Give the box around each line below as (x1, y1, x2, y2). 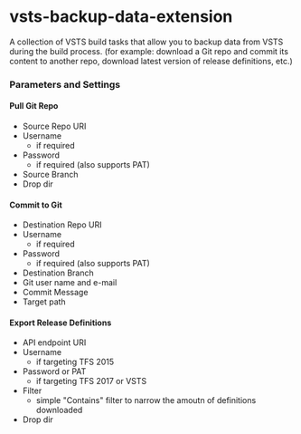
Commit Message (22, 287, 89, 298)
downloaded (35, 405, 83, 416)
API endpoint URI (22, 337, 87, 348)
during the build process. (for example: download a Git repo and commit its (9, 45, 289, 56)
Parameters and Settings (9, 78, 121, 91)
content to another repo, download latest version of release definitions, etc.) (9, 55, 294, 66)
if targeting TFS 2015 (35, 356, 115, 368)
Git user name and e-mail (22, 277, 118, 288)
